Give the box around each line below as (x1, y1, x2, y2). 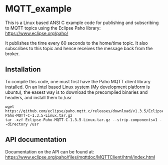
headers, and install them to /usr (5, 94, 72, 100)
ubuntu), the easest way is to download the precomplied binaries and (5, 89, 148, 95)
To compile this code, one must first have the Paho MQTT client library (5, 78, 151, 84)
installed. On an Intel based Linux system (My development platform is (5, 84, 150, 90)
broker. (5, 51, 20, 57)
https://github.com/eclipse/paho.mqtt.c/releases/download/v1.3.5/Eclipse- (5, 108, 166, 113)
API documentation (5, 135, 66, 144)
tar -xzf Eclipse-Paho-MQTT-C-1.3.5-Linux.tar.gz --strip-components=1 (5, 117, 157, 122)
